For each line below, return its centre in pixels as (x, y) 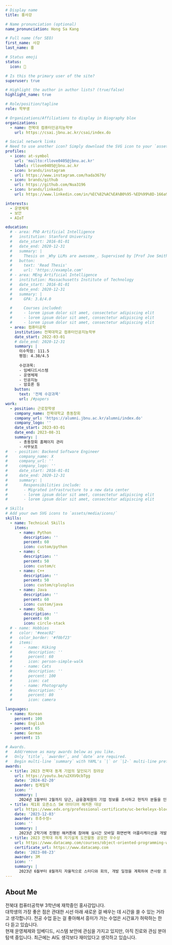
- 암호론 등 (29, 385)
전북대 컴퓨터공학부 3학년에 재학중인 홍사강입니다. (55, 905)
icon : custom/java (43, 604)
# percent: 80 (32, 695)
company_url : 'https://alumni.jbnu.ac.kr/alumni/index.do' (79, 418)
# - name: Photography (39, 685)
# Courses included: (36, 308)
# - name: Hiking (33, 647)
